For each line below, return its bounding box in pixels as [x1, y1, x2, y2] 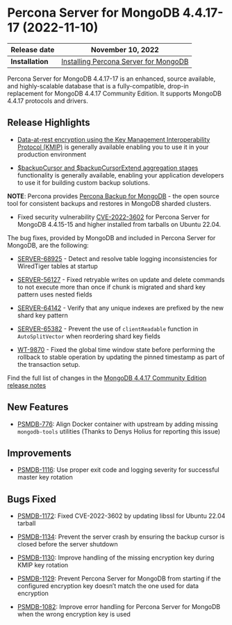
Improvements [7, 447, 72, 459]
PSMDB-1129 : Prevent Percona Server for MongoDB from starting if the [17, 574, 221, 583]
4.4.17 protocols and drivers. [7, 96, 88, 105]
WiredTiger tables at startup [17, 262, 99, 270]
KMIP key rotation [17, 561, 69, 569]
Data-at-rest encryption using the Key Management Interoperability [17, 135, 210, 143]
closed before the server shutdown [17, 540, 118, 548]
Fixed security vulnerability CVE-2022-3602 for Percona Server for [17, 212, 210, 221]
